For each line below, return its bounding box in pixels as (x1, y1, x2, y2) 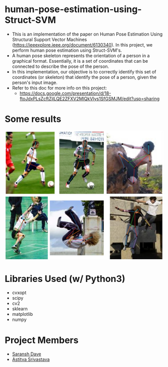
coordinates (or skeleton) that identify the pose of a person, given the (12, 74, 157, 80)
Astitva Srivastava (12, 356, 50, 362)
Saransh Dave (12, 351, 41, 357)
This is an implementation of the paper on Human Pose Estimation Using (12, 31, 163, 37)
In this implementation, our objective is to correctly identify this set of (12, 68, 156, 74)
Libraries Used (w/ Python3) (5, 273, 126, 284)
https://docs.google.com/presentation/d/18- (19, 90, 111, 96)
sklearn (12, 306, 28, 312)
